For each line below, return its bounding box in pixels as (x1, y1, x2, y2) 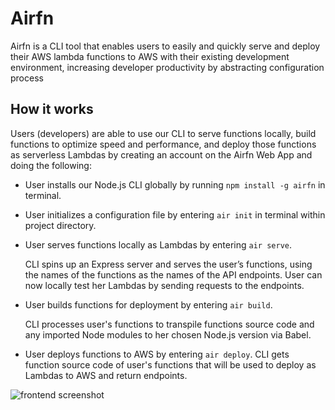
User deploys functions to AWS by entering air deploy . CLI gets (24, 348, 290, 360)
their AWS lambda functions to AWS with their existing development (10, 50, 290, 62)
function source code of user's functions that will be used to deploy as (24, 358, 317, 371)
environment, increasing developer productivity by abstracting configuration (10, 61, 325, 73)
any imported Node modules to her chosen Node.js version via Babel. (24, 328, 312, 341)
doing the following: (10, 159, 92, 171)
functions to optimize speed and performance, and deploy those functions (10, 138, 317, 150)
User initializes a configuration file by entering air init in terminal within (24, 208, 326, 221)
